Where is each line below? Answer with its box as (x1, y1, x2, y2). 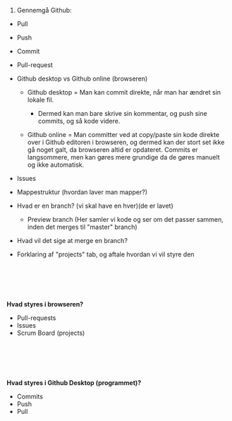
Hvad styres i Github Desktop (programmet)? (6, 379, 142, 387)
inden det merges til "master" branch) (27, 223, 138, 231)
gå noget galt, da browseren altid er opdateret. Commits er (27, 146, 198, 154)
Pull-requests (16, 314, 56, 322)
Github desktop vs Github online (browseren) (16, 74, 148, 83)
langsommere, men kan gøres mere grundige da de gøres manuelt (27, 153, 220, 161)
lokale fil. (27, 95, 54, 104)
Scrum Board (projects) (16, 328, 85, 337)
